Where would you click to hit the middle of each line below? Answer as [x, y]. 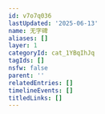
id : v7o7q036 [30, 16]
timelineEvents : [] [41, 90]
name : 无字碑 [28, 31]
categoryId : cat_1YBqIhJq [51, 53]
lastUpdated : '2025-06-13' [53, 23]
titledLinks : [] [35, 98]
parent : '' [26, 75]
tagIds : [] [26, 61]
